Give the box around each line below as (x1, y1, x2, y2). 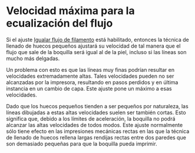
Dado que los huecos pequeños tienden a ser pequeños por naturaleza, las (6, 102, 189, 109)
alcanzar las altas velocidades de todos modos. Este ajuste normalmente (6, 121, 183, 128)
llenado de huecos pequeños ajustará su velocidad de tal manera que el (6, 42, 181, 49)
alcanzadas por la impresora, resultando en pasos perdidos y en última (6, 78, 179, 86)
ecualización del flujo (6, 16, 113, 30)
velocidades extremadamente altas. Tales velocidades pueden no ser (6, 72, 174, 79)
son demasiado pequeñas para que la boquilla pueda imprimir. (6, 140, 157, 147)
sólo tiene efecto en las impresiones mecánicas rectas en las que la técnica (6, 128, 190, 135)
